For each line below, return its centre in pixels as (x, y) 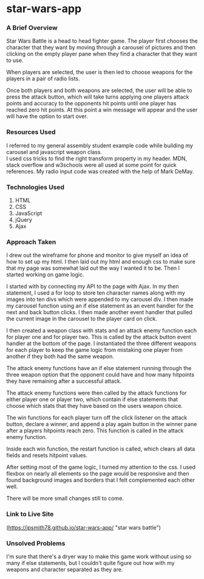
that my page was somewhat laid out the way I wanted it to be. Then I (93, 268)
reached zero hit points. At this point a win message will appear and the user (102, 110)
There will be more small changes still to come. (65, 499)
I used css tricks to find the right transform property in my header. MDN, (97, 158)
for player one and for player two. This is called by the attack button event (99, 337)
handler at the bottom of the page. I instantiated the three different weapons (101, 343)
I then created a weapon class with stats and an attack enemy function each (102, 331)
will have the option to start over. (47, 116)
